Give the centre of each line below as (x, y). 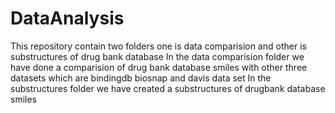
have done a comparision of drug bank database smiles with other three (159, 67)
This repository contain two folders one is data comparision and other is (158, 46)
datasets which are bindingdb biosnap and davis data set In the (141, 78)
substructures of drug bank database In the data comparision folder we (157, 56)
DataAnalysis (67, 18)
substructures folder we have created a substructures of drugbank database (168, 88)
